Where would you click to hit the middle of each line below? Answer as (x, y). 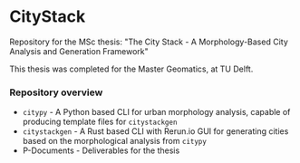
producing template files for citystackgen (100, 122)
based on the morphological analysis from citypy (114, 141)
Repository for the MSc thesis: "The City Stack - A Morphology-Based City (149, 42)
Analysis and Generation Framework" (79, 51)
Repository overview (56, 92)
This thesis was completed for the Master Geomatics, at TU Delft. (131, 69)
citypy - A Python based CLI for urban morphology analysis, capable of (156, 112)
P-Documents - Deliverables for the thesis (101, 150)
